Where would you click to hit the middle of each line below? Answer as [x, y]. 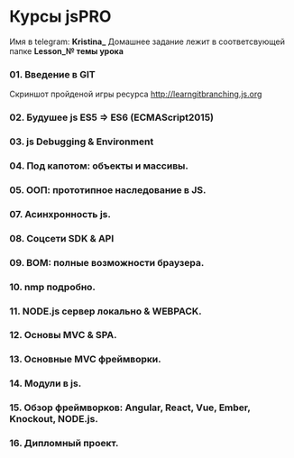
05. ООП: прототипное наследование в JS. [108, 189]
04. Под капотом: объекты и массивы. [99, 166]
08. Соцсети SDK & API [62, 238]
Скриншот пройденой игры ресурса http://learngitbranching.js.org [136, 94]
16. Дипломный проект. [64, 444]
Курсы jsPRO [60, 17]
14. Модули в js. [46, 383]
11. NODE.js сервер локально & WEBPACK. [106, 311]
